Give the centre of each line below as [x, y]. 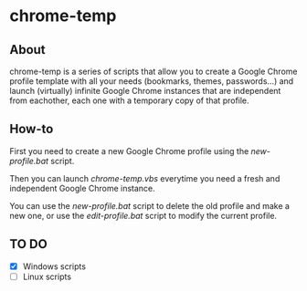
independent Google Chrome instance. [82, 188]
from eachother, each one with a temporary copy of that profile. [129, 100]
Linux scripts [47, 276]
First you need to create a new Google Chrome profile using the [129, 151]
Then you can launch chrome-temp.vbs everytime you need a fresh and [145, 178]
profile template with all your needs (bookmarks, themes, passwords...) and [152, 81]
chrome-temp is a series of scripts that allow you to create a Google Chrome [153, 71]
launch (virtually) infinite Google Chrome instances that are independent [145, 91]
